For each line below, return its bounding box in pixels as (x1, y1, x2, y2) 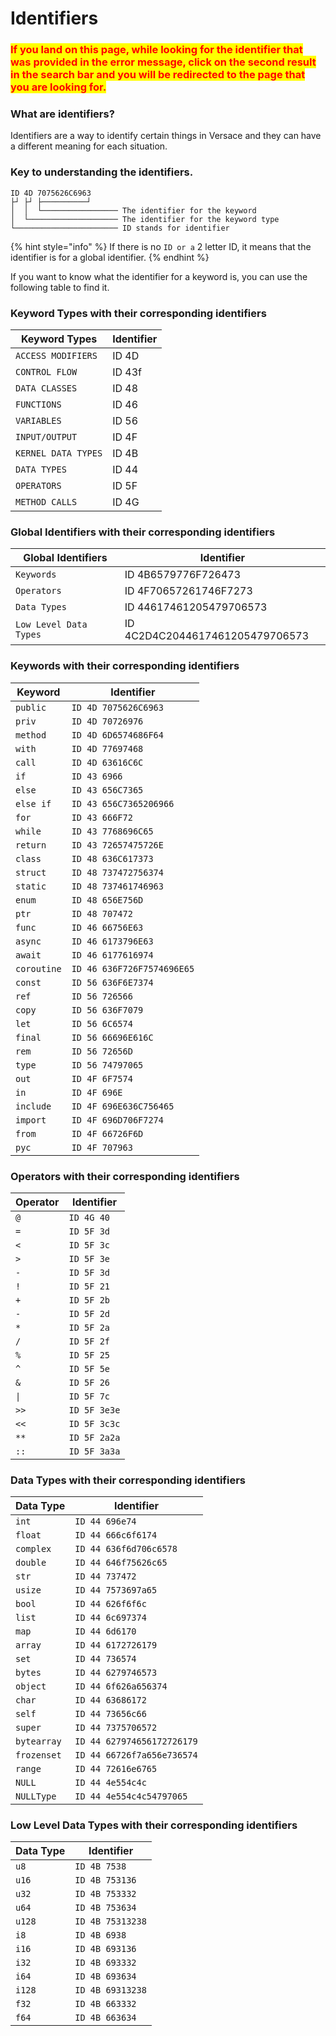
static (15, 880, 47, 892)
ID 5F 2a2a (68, 1432, 121, 1443)
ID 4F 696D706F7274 (71, 1114, 164, 1126)
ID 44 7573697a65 (74, 1585, 158, 1596)
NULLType (15, 1791, 57, 1802)
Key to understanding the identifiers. (10, 165, 194, 179)
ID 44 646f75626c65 (74, 1557, 168, 1569)
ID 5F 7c (68, 1390, 111, 1402)
